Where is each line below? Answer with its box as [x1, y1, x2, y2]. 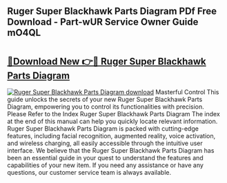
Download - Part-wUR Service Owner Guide [7, 17, 199, 28]
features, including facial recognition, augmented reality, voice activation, [7, 132, 216, 140]
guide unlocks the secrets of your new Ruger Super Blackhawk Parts [7, 96, 203, 103]
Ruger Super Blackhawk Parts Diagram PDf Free [7, 6, 217, 17]
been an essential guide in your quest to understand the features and [7, 154, 204, 162]
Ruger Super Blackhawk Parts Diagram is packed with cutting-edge [7, 125, 199, 133]
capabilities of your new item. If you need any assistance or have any [7, 161, 204, 169]
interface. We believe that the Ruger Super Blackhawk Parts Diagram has [7, 147, 215, 154]
